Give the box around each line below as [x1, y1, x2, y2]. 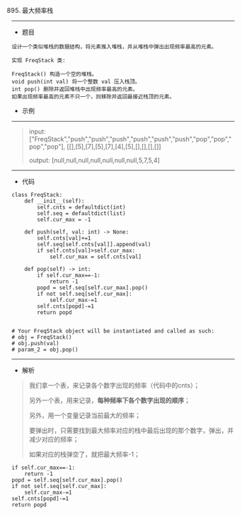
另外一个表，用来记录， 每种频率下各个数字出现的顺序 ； [28, 396, 190, 405]
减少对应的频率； [28, 435, 79, 444]
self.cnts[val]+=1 [37, 235, 91, 242]
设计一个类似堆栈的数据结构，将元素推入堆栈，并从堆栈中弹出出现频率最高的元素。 [11, 43, 217, 50]
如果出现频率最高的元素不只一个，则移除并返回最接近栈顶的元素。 [11, 93, 175, 100]
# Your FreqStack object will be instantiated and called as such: [11, 328, 215, 335]
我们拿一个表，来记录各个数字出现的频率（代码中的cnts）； [28, 381, 200, 389]
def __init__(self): [24, 197, 85, 204]
